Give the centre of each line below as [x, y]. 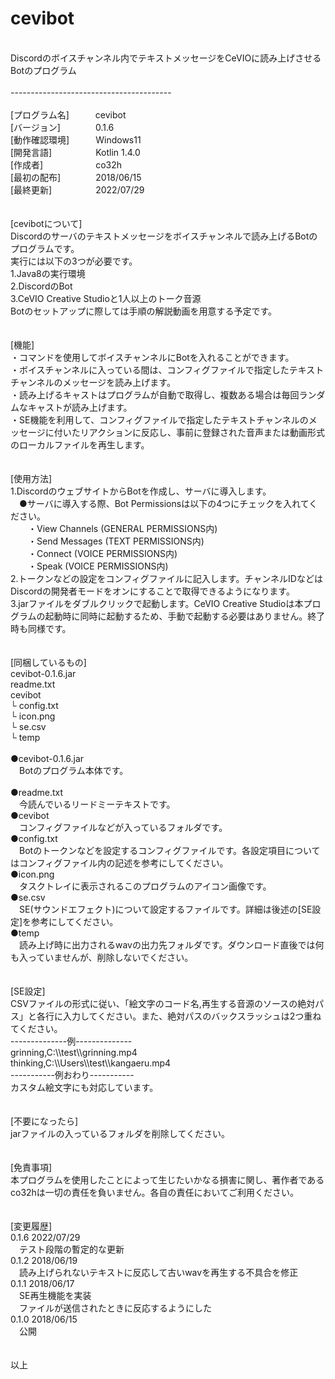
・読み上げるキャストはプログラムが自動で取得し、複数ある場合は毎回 [155, 394]
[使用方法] [31, 478]
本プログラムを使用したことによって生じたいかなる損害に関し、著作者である [167, 1179]
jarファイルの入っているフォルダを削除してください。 [120, 1133]
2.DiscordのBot [41, 286]
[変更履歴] [31, 1226]
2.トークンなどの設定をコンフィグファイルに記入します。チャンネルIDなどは [166, 578]
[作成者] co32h [66, 164]
